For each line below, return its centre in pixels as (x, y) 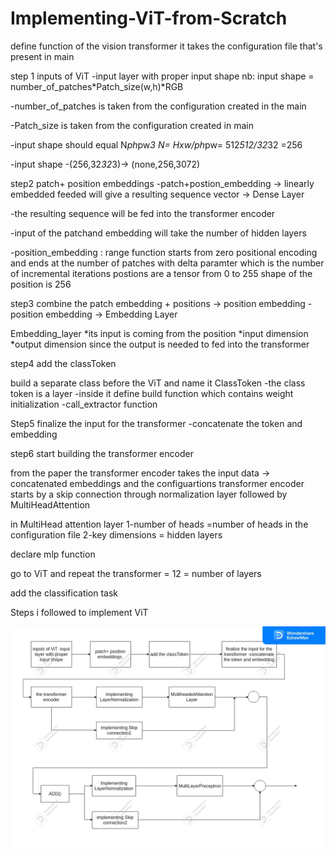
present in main (42, 56)
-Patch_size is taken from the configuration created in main (132, 125)
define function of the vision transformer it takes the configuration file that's (166, 46)
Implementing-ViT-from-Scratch (149, 18)
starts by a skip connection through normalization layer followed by (149, 494)
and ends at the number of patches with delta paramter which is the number (167, 263)
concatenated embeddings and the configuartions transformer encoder (157, 483)
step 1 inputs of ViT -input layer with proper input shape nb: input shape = (162, 76)
